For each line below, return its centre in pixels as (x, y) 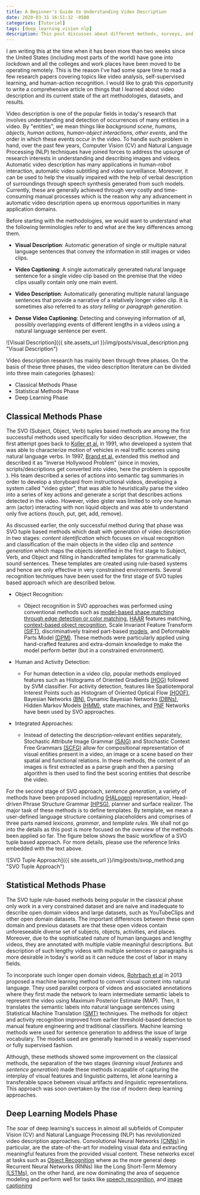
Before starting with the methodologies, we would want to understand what (99, 221)
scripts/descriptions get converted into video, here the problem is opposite (98, 469)
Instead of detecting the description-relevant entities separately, (103, 735)
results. (16, 102)
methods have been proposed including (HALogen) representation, (89, 797)
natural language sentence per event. (61, 331)
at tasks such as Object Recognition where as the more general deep (91, 1160)
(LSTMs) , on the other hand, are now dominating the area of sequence (93, 1173)
